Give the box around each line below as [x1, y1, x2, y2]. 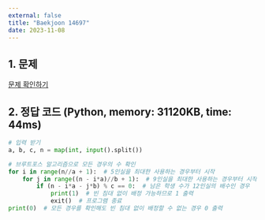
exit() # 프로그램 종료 [50, 197, 122, 205]
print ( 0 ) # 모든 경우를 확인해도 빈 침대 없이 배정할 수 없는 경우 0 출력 [8, 204, 223, 212]
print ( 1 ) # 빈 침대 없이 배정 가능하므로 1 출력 [50, 190, 194, 198]
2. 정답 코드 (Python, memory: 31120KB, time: [8, 105, 233, 118]
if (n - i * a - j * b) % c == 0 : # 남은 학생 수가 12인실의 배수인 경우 [36, 182, 250, 190]
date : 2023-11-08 [8, 26, 65, 34]
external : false [8, 11, 62, 20]
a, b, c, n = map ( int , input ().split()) [8, 146, 144, 154]
